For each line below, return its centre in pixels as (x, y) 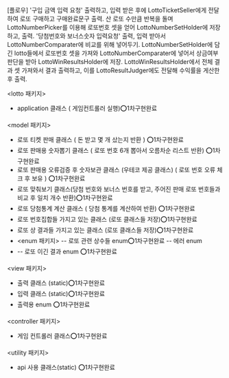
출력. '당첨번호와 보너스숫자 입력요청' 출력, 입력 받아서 (94, 36)
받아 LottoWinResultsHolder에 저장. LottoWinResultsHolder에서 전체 (119, 62)
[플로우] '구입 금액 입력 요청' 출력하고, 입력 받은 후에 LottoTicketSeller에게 (107, 10)
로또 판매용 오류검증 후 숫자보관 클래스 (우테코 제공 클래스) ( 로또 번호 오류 (116, 170)
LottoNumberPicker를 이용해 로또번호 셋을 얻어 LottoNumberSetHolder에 (108, 27)
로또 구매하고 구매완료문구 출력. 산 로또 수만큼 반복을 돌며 (96, 19)
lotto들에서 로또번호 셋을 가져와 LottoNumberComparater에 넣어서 (105, 53)
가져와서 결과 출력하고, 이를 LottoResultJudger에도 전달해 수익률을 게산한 (121, 70)
